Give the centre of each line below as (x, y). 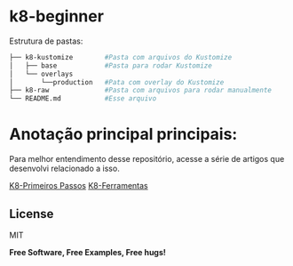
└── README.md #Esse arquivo (83, 99)
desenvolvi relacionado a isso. (64, 169)
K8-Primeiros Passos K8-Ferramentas (79, 186)
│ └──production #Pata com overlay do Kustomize (117, 82)
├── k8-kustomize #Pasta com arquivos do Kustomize (121, 57)
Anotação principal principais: (123, 134)
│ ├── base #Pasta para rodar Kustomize (111, 65)
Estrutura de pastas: (46, 41)
